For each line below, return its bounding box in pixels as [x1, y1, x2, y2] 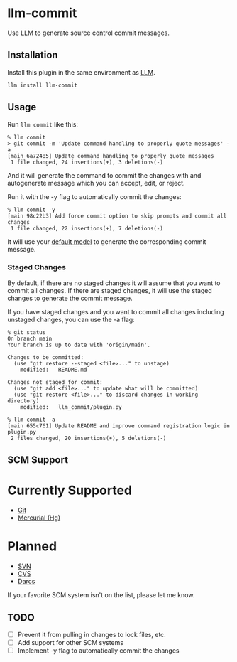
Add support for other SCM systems [17, 639, 124, 646]
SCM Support [7, 454, 69, 466]
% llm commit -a [7, 416, 55, 423]
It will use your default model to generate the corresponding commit [7, 237, 206, 246]
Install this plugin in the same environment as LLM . [7, 68, 155, 76]
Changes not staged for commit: [7, 378, 103, 385]
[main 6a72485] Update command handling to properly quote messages [7, 152, 214, 159]
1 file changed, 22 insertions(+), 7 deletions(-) [10, 225, 163, 232]
